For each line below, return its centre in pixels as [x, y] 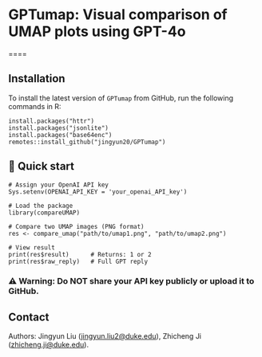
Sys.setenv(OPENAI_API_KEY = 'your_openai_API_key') [98, 192]
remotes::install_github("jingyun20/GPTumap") [87, 142]
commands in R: [35, 106]
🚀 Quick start [41, 166]
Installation [37, 78]
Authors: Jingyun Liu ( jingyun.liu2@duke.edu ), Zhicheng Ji [105, 336]
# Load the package [41, 206]
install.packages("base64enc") [60, 135]
